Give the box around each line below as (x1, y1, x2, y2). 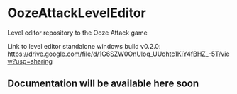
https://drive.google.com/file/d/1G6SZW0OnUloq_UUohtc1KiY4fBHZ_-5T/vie (7, 49, 230, 58)
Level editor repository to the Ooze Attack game (7, 28, 148, 37)
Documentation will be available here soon (7, 78, 199, 90)
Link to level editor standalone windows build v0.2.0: (7, 42, 161, 50)
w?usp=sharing (7, 57, 53, 65)
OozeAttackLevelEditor (7, 5, 147, 21)
